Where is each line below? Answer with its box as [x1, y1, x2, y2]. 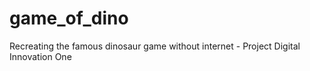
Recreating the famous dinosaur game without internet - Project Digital [9, 40, 301, 52]
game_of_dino [9, 7, 129, 30]
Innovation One [9, 50, 72, 62]
